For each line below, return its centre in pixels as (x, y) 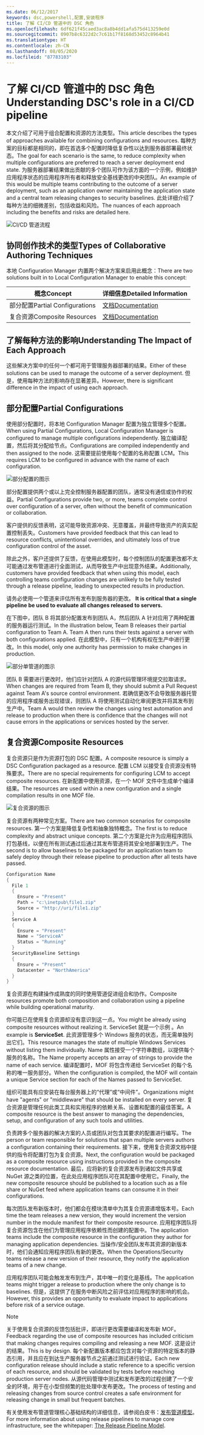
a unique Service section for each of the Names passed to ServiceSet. (94, 1080)
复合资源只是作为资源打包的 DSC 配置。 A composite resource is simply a (97, 758)
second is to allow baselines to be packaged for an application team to (95, 850)
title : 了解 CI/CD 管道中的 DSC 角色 (50, 23)
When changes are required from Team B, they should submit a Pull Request (102, 686)
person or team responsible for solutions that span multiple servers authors (100, 1140)
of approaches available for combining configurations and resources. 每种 (99, 140)
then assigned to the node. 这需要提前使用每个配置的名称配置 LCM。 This (98, 453)
